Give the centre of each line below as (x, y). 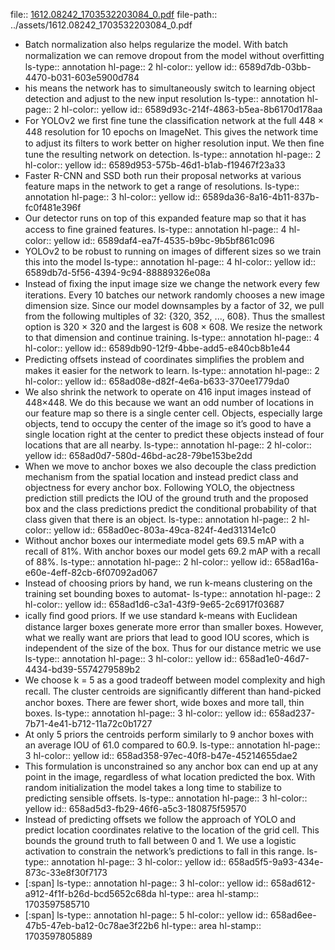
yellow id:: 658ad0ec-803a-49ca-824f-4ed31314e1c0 (165, 530)
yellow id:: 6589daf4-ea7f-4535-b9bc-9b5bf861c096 (164, 240)
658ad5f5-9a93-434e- (276, 862)
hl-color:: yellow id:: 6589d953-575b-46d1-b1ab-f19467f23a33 (155, 165)
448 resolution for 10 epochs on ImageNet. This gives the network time (171, 132)
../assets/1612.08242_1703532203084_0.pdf (101, 25)
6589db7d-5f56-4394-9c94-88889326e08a (117, 272)
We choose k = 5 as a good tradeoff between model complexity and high (175, 680)
